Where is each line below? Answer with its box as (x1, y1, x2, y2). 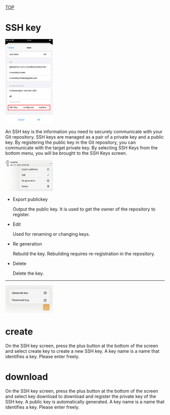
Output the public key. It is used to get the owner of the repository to (12, 206, 156, 212)
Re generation (12, 240, 42, 247)
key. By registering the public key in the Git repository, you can (5, 139, 136, 146)
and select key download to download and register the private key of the (5, 393, 156, 399)
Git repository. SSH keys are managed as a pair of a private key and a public (5, 134, 164, 140)
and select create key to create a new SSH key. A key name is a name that (5, 348, 160, 354)
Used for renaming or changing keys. (12, 231, 90, 237)
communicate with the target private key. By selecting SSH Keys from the (5, 145, 158, 151)
